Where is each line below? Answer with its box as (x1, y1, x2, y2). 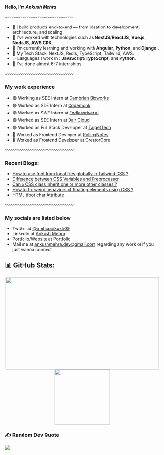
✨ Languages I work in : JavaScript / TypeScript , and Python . (12, 56, 136, 61)
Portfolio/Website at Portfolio (12, 236, 71, 242)
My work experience (5, 84, 55, 90)
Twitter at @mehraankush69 (12, 226, 70, 231)
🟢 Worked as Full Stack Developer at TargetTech (12, 125, 111, 131)
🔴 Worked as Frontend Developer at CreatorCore (12, 137, 111, 143)
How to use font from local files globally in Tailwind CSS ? (12, 171, 129, 176)
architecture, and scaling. (12, 29, 64, 35)
